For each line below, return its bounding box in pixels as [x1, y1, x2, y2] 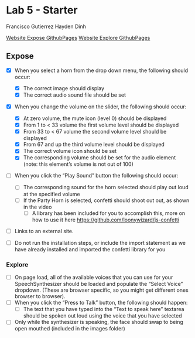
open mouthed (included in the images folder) [14, 325, 126, 332]
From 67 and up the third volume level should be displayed [23, 141, 165, 148]
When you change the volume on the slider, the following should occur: [14, 103, 187, 110]
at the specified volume [23, 190, 80, 197]
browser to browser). [14, 293, 66, 300]
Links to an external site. [14, 227, 74, 234]
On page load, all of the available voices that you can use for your [14, 274, 173, 281]
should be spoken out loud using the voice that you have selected [23, 312, 183, 319]
